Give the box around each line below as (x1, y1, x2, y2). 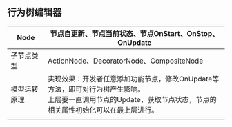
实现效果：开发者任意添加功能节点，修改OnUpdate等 (48, 74, 220, 84)
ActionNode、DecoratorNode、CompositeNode (48, 56, 204, 66)
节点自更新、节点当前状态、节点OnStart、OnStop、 (50, 28, 220, 38)
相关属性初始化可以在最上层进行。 (48, 105, 159, 115)
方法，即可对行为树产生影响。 (48, 84, 145, 94)
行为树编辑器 (7, 6, 62, 19)
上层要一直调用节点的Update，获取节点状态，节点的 (48, 95, 217, 104)
